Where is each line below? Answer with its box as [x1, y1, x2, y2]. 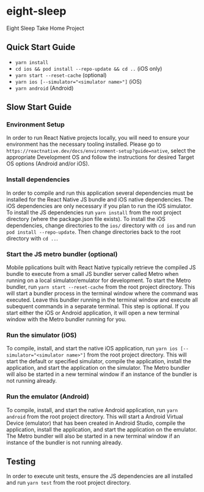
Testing [6, 457, 36, 467]
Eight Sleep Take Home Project [6, 24, 84, 32]
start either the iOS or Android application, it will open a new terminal [6, 309, 180, 317]
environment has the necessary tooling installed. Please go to [6, 140, 161, 148]
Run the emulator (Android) [6, 393, 90, 401]
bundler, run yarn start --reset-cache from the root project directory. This [6, 283, 195, 291]
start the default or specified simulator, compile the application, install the [6, 358, 191, 365]
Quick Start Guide [6, 42, 76, 52]
